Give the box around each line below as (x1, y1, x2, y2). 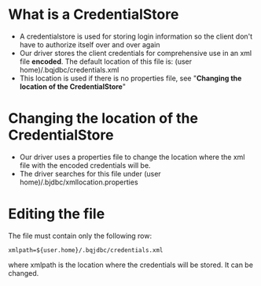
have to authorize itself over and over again (19, 39, 160, 49)
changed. (8, 268, 39, 277)
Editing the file (8, 205, 105, 223)
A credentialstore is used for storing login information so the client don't (19, 32, 253, 41)
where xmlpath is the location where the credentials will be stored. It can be (8, 260, 254, 269)
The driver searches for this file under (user (19, 169, 161, 178)
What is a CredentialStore (8, 6, 179, 24)
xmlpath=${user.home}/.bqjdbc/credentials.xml (8, 246, 164, 254)
